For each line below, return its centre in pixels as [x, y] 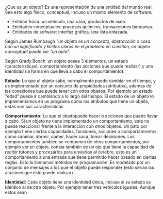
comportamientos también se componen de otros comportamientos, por [77, 142]
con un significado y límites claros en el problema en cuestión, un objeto [78, 46]
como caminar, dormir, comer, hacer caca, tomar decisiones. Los [70, 136]
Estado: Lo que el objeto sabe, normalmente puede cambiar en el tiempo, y [81, 81]
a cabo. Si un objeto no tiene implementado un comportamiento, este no [77, 121]
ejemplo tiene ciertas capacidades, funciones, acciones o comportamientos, [81, 131]
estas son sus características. [35, 107]
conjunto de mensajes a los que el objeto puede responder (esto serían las [80, 167]
